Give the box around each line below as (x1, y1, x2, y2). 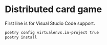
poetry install (5, 34, 37, 40)
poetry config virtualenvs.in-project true (5, 30, 99, 35)
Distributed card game (5, 4, 102, 15)
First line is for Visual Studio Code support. (5, 20, 95, 26)
